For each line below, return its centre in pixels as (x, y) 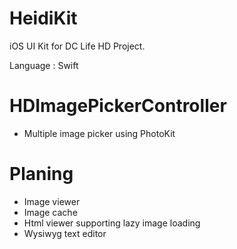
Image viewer (52, 201)
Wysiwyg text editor (65, 233)
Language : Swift (44, 65)
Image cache (50, 212)
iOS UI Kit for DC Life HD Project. (77, 46)
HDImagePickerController (118, 106)
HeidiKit (43, 18)
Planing (41, 174)
